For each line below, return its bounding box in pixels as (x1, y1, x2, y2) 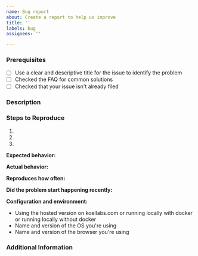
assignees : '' (6, 31, 42, 37)
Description (6, 98, 41, 106)
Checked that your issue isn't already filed (14, 83, 119, 90)
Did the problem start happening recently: (6, 186, 113, 193)
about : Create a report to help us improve (6, 14, 116, 20)
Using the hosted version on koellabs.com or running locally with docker (14, 209, 193, 216)
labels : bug (6, 25, 36, 32)
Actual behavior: (6, 163, 49, 170)
